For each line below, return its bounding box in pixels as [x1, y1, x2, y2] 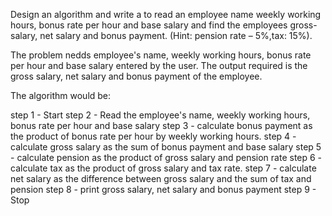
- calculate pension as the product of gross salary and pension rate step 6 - [10, 152, 323, 163]
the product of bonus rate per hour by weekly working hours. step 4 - [10, 130, 297, 142]
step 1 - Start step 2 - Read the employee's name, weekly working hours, [10, 109, 311, 121]
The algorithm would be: [10, 90, 112, 101]
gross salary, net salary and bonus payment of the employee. [10, 70, 263, 82]
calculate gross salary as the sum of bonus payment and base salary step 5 [10, 141, 322, 153]
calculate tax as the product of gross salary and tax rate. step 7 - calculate [10, 162, 317, 174]
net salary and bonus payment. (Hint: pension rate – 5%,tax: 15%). [39, 30, 313, 41]
